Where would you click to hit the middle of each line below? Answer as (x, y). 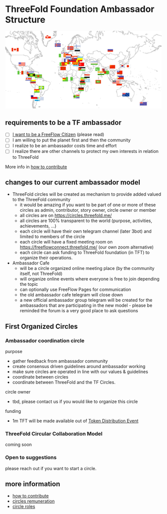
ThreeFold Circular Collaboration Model (54, 433)
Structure (25, 20)
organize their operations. (46, 258)
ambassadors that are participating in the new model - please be (86, 305)
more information (33, 484)
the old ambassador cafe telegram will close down (71, 295)
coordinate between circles (40, 377)
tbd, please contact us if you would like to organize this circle (75, 401)
